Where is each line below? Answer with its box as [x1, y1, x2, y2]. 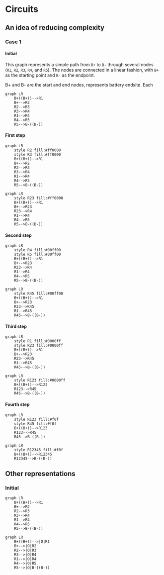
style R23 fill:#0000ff [14, 343, 64, 348]
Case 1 [5, 38, 21, 45]
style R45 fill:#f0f [14, 421, 57, 426]
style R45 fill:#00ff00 [14, 291, 64, 296]
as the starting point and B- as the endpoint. [5, 72, 95, 78]
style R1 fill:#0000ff [14, 339, 61, 344]
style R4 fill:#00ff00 [14, 248, 61, 253]
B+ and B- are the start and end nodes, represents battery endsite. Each [5, 82, 153, 88]
